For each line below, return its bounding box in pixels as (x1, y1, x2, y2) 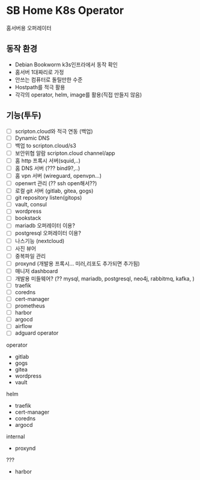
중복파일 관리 (14, 252, 46, 259)
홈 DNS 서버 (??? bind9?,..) (14, 164, 80, 172)
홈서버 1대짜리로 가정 (14, 68, 64, 75)
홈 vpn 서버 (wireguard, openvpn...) (14, 172, 102, 179)
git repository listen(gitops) (14, 194, 82, 201)
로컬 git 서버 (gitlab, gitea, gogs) (14, 188, 94, 195)
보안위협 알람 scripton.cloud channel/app (14, 149, 115, 157)
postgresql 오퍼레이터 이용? (14, 230, 81, 237)
